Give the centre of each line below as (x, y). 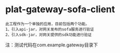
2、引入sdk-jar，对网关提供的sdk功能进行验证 (48, 35)
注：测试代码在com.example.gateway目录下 (52, 45)
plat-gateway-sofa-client (60, 9)
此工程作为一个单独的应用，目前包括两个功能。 (47, 24)
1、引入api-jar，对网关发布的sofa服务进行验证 (50, 29)
